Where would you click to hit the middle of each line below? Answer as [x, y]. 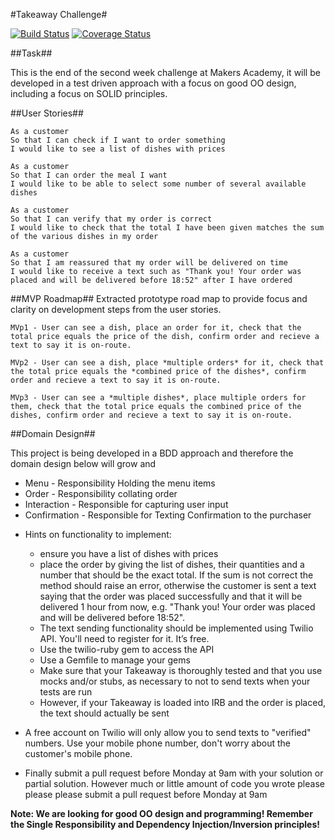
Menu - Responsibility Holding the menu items [120, 483]
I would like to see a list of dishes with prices [118, 149]
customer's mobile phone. [78, 753]
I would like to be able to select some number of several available [158, 184]
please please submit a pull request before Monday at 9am [146, 794]
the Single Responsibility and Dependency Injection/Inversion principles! [165, 824]
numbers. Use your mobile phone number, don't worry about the [157, 743]
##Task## [31, 53]
